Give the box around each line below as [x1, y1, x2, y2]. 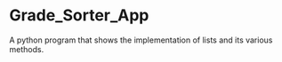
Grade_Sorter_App [9, 5, 149, 26]
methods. [9, 43, 44, 54]
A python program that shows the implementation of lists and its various [9, 35, 273, 45]
